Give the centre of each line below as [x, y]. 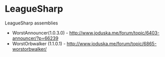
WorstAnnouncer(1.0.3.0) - [40, 33]
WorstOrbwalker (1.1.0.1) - [39, 43]
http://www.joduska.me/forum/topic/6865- [112, 43]
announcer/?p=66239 [35, 38]
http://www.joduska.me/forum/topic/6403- [114, 33]
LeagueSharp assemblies [31, 23]
